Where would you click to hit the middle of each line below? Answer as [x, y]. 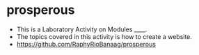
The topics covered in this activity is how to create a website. [104, 36]
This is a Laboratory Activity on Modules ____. [82, 29]
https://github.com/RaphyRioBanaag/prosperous [86, 44]
